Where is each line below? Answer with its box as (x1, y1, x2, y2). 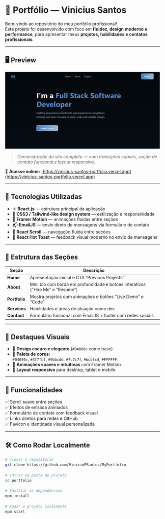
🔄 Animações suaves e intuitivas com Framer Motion (12, 362, 121, 368)
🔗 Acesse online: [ (5, 168, 43, 174)
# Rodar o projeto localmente (5, 504, 67, 509)
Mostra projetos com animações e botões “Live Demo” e (30, 294, 144, 299)
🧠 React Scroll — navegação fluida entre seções (12, 229, 110, 235)
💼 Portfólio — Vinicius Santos (5, 4, 127, 16)
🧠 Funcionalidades (5, 386, 63, 394)
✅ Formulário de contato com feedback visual (5, 410, 98, 416)
